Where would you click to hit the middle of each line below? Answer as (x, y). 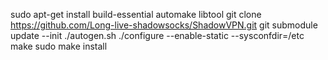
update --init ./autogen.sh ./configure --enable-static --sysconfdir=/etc (157, 35)
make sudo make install (59, 46)
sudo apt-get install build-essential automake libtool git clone (136, 14)
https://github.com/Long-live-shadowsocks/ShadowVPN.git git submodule (164, 25)
